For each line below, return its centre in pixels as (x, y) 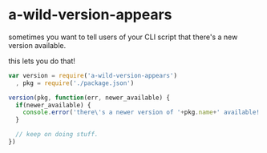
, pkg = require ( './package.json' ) (75, 83)
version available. (37, 45)
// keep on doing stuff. (57, 135)
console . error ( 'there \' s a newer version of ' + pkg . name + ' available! (142, 113)
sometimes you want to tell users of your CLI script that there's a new (123, 37)
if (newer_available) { (53, 105)
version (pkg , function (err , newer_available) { (89, 98)
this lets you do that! (42, 61)
